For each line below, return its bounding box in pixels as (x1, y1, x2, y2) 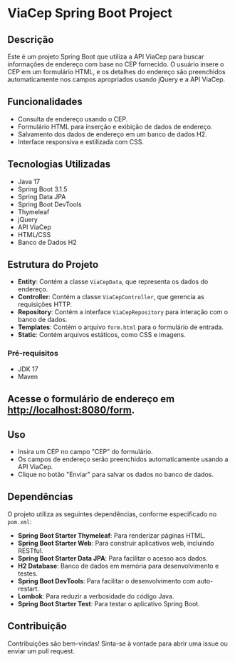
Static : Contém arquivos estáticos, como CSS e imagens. (17, 331, 187, 339)
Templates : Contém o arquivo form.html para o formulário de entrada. (17, 323, 224, 331)
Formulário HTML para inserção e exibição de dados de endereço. (17, 122, 213, 131)
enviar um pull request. (7, 646, 75, 655)
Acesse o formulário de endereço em (7, 393, 175, 405)
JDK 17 (17, 364, 38, 373)
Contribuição (7, 620, 68, 633)
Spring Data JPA (17, 192, 66, 201)
